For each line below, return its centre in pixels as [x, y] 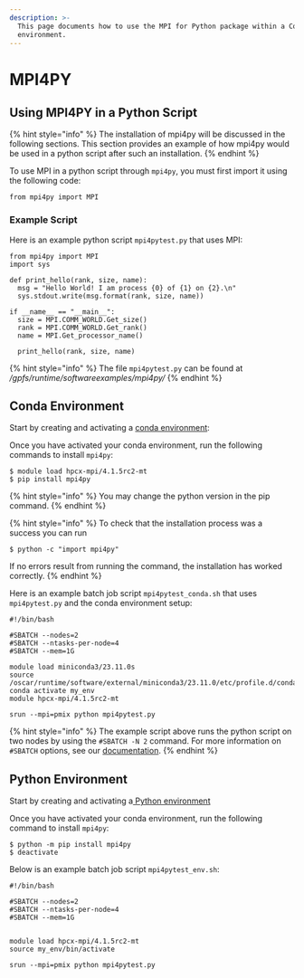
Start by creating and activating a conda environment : [109, 428]
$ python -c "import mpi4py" [64, 550]
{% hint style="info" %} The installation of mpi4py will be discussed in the [147, 134]
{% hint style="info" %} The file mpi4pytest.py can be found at [126, 368]
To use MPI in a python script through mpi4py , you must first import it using [148, 171]
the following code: [45, 181]
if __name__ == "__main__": [62, 312]
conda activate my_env [52, 691]
